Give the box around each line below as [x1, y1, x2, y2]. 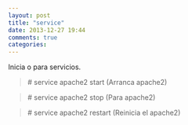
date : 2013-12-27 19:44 [8, 26, 86, 34]
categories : [8, 41, 47, 49]
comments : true [8, 33, 58, 42]
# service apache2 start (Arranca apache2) [27, 78, 168, 87]
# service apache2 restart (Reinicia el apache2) [27, 108, 181, 118]
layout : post [8, 11, 51, 20]
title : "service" [8, 19, 65, 27]
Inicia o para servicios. [8, 62, 81, 72]
